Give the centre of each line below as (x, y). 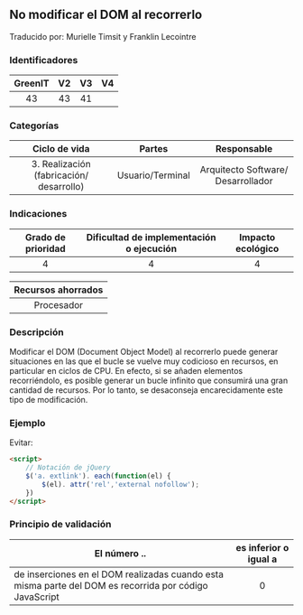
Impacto (257, 237)
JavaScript (37, 597)
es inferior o (262, 547)
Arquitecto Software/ (244, 170)
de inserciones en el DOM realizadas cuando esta (119, 574)
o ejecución (151, 248)
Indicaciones (38, 214)
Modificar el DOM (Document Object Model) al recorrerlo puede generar (144, 352)
